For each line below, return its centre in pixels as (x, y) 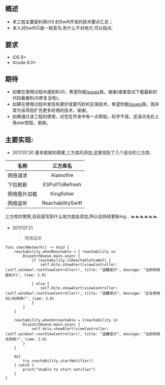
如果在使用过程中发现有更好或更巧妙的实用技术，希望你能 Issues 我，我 (83, 104)
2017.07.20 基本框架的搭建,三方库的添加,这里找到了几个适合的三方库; (82, 153)
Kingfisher (62, 194)
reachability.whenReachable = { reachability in (65, 252)
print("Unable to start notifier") (59, 370)
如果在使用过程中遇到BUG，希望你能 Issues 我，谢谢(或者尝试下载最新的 (85, 92)
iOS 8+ (19, 57)
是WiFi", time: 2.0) (26, 275)
